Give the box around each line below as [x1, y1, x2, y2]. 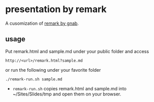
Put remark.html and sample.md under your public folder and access [5, 48, 149, 54]
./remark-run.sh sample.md [5, 77, 63, 82]
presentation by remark [5, 4, 107, 15]
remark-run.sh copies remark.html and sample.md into [12, 85, 127, 91]
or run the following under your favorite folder [5, 67, 101, 73]
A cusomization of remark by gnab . [5, 20, 79, 26]
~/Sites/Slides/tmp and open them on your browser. [12, 91, 121, 97]
